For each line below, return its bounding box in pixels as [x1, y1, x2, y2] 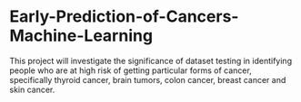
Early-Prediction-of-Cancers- [9, 6, 239, 27]
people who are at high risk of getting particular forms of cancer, [9, 65, 252, 76]
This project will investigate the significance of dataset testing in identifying [9, 55, 293, 66]
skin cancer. [9, 84, 55, 95]
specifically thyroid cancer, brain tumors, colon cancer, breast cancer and [9, 74, 286, 85]
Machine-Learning [9, 25, 153, 46]
